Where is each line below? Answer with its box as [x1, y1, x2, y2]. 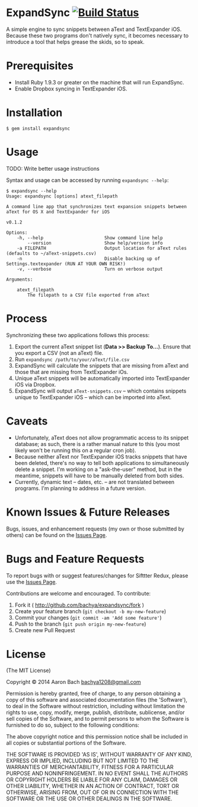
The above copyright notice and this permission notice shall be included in [6, 733, 188, 740]
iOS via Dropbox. [14, 381, 56, 388]
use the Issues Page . [6, 578, 58, 585]
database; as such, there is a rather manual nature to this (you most [14, 440, 180, 447]
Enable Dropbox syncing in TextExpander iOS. [14, 85, 127, 92]
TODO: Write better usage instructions [6, 165, 100, 172]
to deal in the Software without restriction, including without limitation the [6, 702, 185, 710]
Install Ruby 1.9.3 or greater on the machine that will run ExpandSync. [14, 78, 185, 86]
